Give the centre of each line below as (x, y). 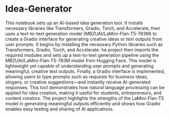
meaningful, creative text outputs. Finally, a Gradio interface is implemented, (85, 71)
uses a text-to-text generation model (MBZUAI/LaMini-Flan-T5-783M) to (81, 33)
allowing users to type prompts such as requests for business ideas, (77, 76)
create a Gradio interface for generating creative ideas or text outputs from (84, 39)
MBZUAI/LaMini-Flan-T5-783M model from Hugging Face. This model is (81, 60)
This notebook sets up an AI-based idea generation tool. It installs (74, 23)
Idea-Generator (39, 9)
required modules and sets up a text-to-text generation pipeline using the (82, 55)
